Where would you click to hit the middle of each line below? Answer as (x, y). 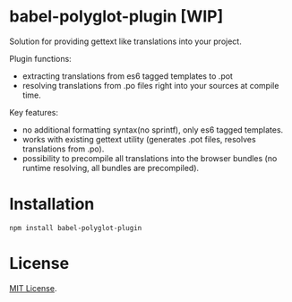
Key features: (34, 112)
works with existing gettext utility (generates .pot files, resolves (139, 139)
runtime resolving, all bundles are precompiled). (111, 168)
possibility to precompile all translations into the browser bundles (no (150, 158)
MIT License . (33, 288)
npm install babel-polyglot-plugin (76, 228)
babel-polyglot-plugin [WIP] (116, 17)
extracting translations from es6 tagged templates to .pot (127, 76)
